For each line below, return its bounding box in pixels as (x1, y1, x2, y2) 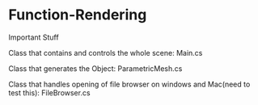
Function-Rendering (8, 6, 147, 24)
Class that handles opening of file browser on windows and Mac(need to (8, 79, 251, 89)
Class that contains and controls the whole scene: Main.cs (8, 48, 203, 57)
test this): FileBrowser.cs (8, 87, 91, 98)
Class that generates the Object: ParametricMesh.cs (8, 63, 183, 73)
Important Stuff (8, 32, 59, 42)
